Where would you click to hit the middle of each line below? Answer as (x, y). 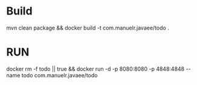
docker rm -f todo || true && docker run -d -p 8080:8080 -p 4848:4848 (95, 69)
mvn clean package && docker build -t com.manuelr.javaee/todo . (88, 28)
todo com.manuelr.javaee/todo (60, 75)
